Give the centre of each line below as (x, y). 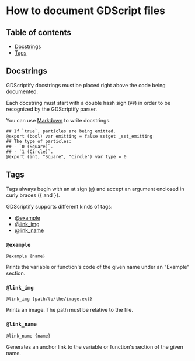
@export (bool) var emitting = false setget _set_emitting (79, 136)
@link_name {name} (28, 336)
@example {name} (26, 256)
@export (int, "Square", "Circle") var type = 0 (66, 156)
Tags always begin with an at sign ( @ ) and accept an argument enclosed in (95, 189)
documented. (22, 91)
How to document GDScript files (86, 11)
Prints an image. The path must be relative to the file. (69, 310)
